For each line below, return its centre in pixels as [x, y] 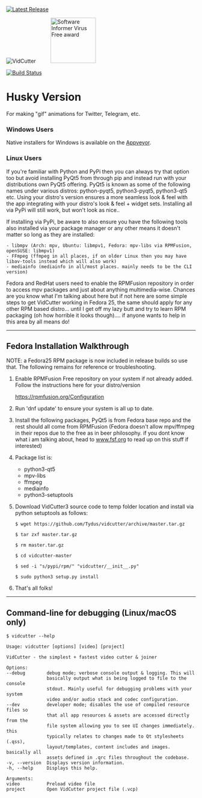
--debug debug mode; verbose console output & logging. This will [101, 673]
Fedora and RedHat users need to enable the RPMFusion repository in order [100, 283]
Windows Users [30, 129]
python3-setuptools [48, 495]
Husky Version [44, 97]
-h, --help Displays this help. [52, 768]
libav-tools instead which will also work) [62, 261]
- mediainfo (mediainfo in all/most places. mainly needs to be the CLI [99, 267]
